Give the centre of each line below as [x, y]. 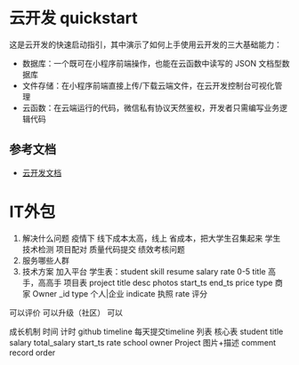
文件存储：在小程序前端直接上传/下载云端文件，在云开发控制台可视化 [148, 85]
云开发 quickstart [73, 18]
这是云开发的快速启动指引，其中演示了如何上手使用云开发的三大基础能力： [145, 44]
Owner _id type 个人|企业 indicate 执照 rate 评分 [120, 293]
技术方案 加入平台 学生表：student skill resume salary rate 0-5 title [144, 271]
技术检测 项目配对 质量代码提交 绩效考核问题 [103, 249]
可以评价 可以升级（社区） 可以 [66, 313]
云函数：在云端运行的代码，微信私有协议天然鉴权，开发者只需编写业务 [151, 107]
